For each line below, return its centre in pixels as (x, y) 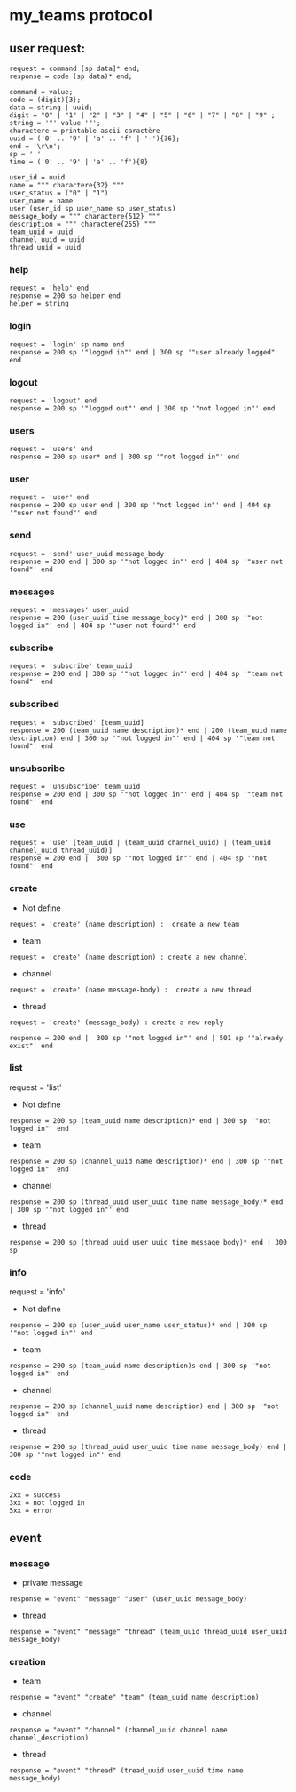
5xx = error (31, 1511)
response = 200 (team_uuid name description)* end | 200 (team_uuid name (148, 730)
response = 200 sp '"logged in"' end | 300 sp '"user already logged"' (144, 352)
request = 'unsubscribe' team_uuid (75, 786)
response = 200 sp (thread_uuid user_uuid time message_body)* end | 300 (148, 1242)
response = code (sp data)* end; (71, 76)
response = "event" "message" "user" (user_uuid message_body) (129, 1599)
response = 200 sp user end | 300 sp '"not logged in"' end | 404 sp (140, 506)
